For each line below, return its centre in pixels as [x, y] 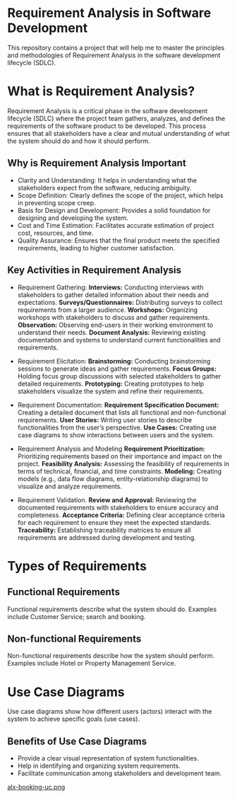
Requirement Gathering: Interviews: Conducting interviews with [110, 287]
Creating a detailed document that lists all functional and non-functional [122, 412]
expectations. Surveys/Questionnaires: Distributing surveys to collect [120, 302]
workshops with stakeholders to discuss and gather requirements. [114, 317]
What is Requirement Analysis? [101, 92]
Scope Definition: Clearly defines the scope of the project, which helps [120, 195]
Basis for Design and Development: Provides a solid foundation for [114, 210]
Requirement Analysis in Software [109, 13]
